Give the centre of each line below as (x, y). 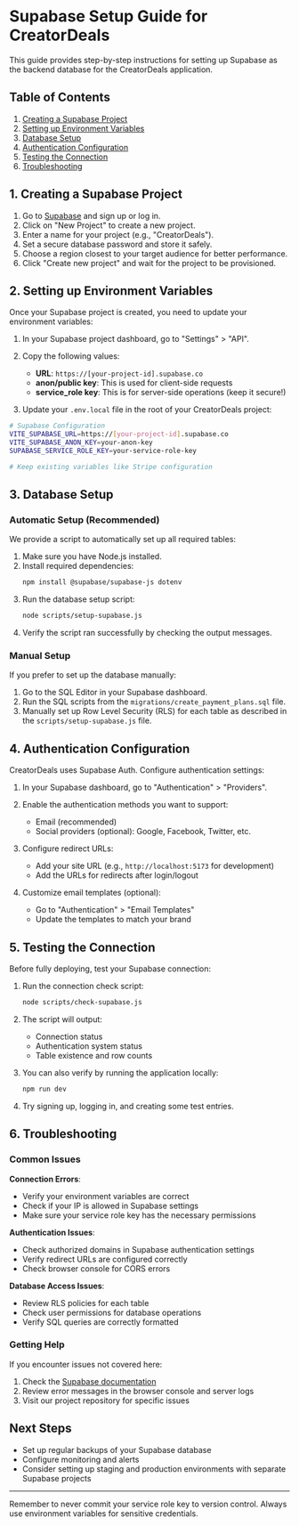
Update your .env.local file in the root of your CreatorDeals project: (147, 410)
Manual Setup (40, 656)
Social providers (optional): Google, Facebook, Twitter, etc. (143, 832)
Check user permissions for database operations (112, 1312)
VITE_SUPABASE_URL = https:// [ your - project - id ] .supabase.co (119, 434)
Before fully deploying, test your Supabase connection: (110, 969)
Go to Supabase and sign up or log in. (91, 215)
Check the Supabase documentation (89, 1381)
